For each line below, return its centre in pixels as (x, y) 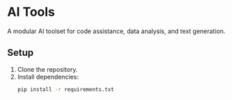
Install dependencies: (48, 77)
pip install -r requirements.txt (66, 89)
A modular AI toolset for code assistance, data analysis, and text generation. (116, 31)
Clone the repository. (47, 69)
